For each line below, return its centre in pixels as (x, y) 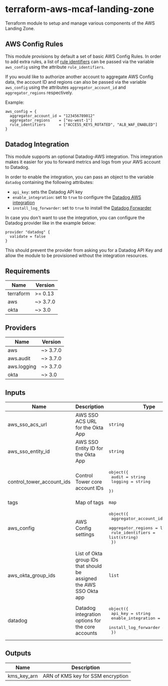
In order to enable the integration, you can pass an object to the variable (79, 177)
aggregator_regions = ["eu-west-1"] (51, 120)
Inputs (15, 393)
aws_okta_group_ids (32, 576)
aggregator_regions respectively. (39, 92)
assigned (86, 579)
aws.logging (22, 367)
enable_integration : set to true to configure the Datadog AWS (77, 197)
